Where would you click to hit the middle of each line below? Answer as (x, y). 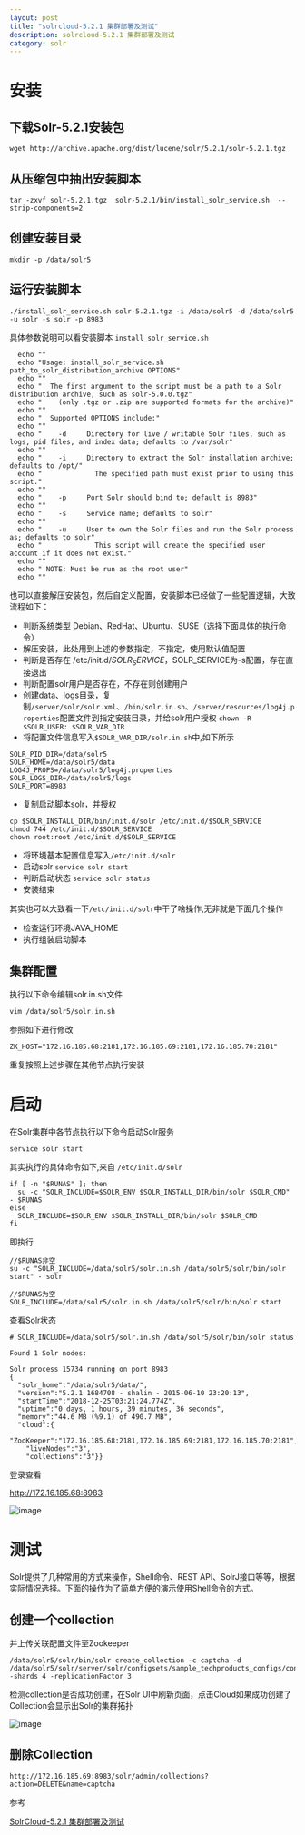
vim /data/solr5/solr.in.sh (63, 1012)
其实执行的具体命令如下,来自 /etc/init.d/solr (96, 1167)
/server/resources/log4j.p (244, 708)
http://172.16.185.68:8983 (56, 1493)
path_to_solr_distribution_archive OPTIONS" (95, 370)
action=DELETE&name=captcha (63, 1784)
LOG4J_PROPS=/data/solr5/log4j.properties (91, 770)
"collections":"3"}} (64, 1457)
